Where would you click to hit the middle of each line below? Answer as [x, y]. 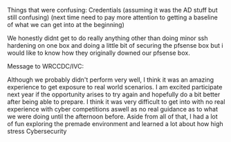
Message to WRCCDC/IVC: [46, 66]
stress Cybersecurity [37, 131]
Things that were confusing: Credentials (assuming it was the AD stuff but [112, 10]
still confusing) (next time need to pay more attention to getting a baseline [112, 17]
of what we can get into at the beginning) [66, 25]
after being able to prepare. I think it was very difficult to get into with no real [116, 102]
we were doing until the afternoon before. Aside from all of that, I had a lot [112, 116]
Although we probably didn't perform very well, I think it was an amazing [111, 80]
